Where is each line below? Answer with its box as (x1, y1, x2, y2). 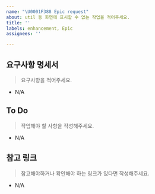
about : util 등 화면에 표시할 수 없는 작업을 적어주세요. (6, 14, 130, 20)
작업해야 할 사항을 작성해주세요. (20, 122, 94, 129)
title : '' (6, 20, 31, 26)
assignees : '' (6, 31, 42, 37)
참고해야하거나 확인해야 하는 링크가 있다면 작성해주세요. (20, 170, 150, 177)
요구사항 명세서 (6, 60, 59, 70)
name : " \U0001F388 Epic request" (6, 8, 89, 15)
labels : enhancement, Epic (6, 25, 73, 32)
